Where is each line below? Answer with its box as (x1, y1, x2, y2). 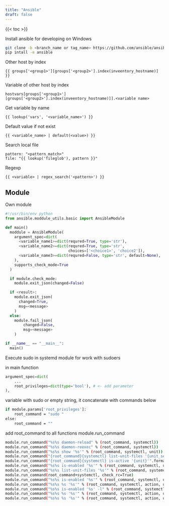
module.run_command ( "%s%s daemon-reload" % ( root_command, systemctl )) (5, 440, 158, 445)
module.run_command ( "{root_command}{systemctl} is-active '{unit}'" (5, 458, 152, 464)
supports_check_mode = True (14, 262, 69, 267)
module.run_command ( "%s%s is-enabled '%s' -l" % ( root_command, (5, 486, 143, 491)
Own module (5, 201, 32, 208)
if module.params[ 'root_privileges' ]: (5, 407, 87, 412)
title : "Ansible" (5, 7, 42, 13)
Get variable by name (5, 105, 50, 111)
